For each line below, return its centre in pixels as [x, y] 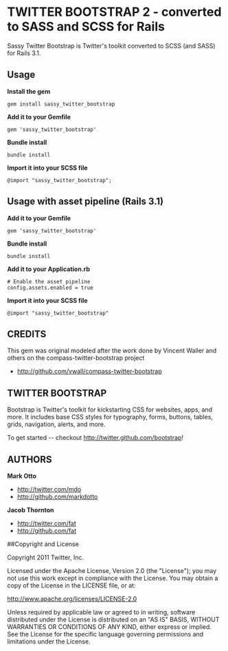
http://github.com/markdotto [57, 497]
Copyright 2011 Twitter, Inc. [46, 557]
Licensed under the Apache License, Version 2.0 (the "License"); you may [112, 571]
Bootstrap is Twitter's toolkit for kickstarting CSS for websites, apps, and [110, 410]
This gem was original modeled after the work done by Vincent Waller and [112, 351]
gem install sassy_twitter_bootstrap [61, 104]
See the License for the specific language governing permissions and [105, 634]
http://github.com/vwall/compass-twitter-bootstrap [90, 371]
